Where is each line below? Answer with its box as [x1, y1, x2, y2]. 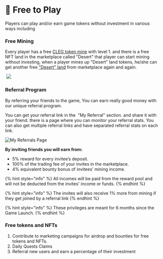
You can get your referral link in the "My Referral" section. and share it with [5, 112, 157, 118]
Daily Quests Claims [12, 243, 53, 249]
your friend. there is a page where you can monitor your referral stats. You [5, 117, 154, 123]
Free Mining [5, 37, 34, 44]
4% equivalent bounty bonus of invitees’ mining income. [12, 166, 126, 172]
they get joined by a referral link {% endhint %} [5, 195, 100, 201]
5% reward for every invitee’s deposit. [12, 155, 89, 162]
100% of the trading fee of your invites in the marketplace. [12, 161, 129, 167]
